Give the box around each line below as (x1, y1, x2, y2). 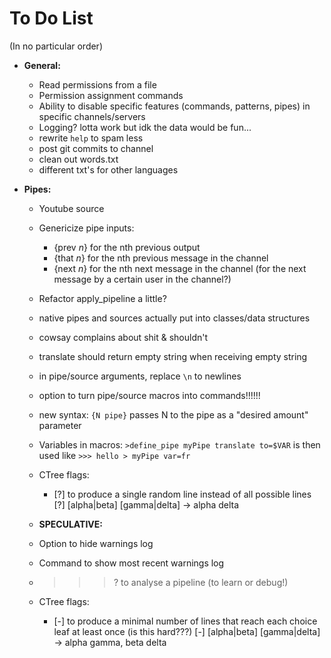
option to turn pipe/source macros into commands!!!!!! (38, 389, 261, 401)
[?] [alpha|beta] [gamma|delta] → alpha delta (53, 498, 240, 511)
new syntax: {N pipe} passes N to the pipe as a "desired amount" (38, 408, 309, 421)
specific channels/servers (38, 110, 146, 122)
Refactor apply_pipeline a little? (38, 292, 167, 304)
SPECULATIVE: (38, 518, 103, 530)
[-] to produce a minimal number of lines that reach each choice (53, 615, 318, 627)
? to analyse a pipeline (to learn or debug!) (113, 576, 289, 588)
